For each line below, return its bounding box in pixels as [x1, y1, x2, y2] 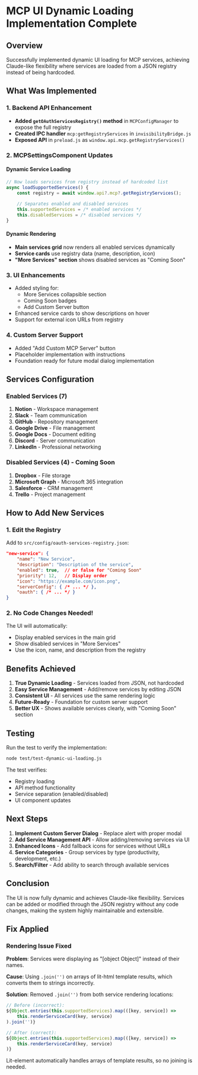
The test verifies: [6, 766, 47, 773]
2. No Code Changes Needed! [6, 609, 94, 617]
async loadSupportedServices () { [6, 184, 89, 191]
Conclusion [6, 878, 50, 889]
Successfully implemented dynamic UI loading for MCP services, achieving [6, 56, 190, 63]
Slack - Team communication [14, 412, 87, 419]
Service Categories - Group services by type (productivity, [14, 848, 160, 856]
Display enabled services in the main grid [14, 634, 116, 641]
